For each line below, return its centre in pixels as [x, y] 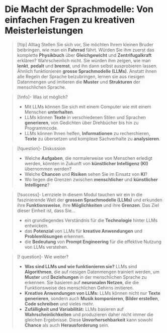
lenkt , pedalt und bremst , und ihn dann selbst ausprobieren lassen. [87, 66]
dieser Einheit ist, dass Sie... [46, 210]
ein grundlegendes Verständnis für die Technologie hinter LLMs [91, 220]
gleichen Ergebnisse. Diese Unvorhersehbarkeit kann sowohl [89, 319]
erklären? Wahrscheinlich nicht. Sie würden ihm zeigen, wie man [84, 60]
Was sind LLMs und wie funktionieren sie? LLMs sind [81, 266]
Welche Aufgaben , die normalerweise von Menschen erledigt [89, 158]
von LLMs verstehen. [46, 247]
